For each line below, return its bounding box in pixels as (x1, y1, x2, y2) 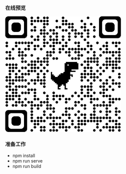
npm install (12, 152, 35, 158)
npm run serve (12, 157, 43, 163)
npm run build (12, 163, 41, 169)
